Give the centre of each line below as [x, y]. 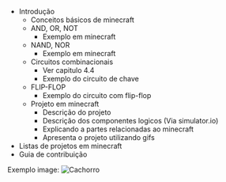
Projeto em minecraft [65, 104]
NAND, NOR [50, 45]
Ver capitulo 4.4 [68, 70]
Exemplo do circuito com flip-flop [97, 95]
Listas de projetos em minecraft [70, 146]
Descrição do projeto [77, 112]
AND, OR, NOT [54, 28]
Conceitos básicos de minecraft [83, 20]
